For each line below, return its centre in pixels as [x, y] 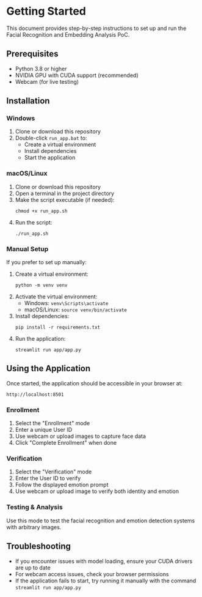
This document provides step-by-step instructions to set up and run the [96, 28]
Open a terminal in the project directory [65, 193]
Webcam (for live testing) [47, 81]
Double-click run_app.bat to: [51, 138]
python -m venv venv [41, 286]
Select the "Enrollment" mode [52, 423]
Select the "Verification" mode [53, 472]
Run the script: [34, 222]
